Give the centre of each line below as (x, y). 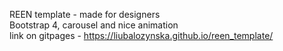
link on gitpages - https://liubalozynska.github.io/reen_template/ (141, 35)
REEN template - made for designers (85, 14)
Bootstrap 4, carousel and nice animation (94, 25)
